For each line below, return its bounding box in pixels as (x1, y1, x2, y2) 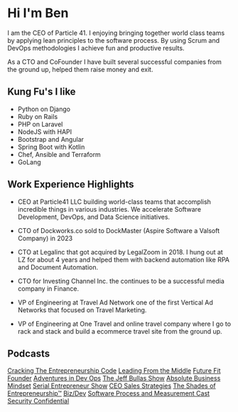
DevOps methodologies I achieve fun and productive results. (7, 43, 185, 52)
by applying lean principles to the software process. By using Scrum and (7, 36, 220, 44)
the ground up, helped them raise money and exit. (7, 65, 153, 73)
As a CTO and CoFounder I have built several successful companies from (7, 57, 222, 66)
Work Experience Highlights (7, 178, 134, 190)
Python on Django (17, 105, 71, 113)
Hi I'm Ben (7, 5, 69, 21)
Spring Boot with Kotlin (17, 143, 85, 151)
